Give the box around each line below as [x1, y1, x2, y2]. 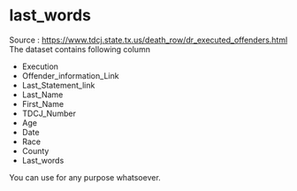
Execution [21, 61, 59, 72]
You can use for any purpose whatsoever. [9, 172, 161, 182]
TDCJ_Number [21, 108, 77, 118]
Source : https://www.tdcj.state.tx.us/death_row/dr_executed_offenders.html [9, 34, 288, 45]
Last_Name [21, 89, 64, 100]
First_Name [21, 98, 65, 109]
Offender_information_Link [21, 70, 119, 80]
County [21, 145, 49, 156]
